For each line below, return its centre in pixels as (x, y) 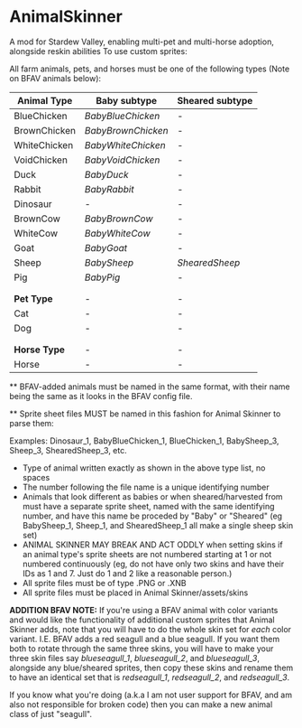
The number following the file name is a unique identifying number (146, 487)
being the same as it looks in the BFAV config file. (101, 396)
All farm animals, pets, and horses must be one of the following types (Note (150, 69)
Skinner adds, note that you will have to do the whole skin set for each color (150, 629)
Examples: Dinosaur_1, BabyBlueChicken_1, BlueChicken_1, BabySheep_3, (144, 441)
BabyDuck (106, 174)
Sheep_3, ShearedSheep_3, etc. (69, 450)
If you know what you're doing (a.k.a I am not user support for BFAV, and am (151, 695)
